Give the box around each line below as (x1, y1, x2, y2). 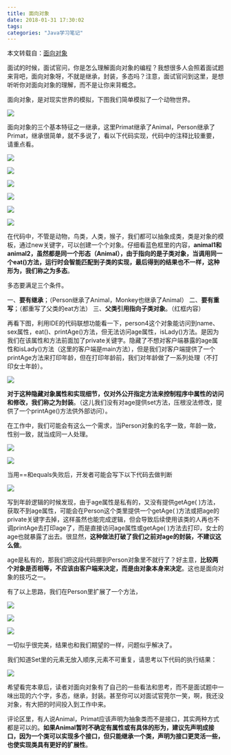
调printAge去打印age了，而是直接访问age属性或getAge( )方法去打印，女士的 (7, 524, 224, 532)
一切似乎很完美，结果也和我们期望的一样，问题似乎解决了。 (7, 641, 176, 649)
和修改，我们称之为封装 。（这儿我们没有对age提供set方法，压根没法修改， (7, 398, 217, 407)
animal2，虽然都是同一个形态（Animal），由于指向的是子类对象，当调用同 (7, 249, 217, 258)
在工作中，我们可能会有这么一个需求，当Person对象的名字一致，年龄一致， (7, 421, 220, 430)
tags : (7, 23, 23, 30)
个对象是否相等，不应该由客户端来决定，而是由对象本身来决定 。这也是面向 (7, 564, 218, 573)
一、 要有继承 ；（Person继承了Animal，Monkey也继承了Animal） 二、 (7, 296, 201, 304)
